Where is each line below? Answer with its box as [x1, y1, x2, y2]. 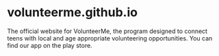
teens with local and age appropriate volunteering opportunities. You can [7, 34, 213, 42]
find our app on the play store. [7, 41, 92, 49]
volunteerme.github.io [7, 5, 138, 20]
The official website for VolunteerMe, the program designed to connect [7, 27, 207, 35]
